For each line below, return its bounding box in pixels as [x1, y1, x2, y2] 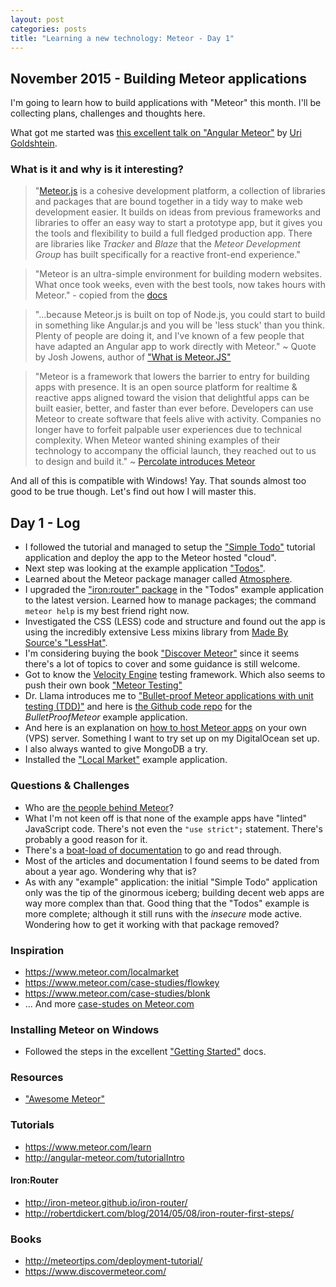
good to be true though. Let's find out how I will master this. [10, 486, 257, 498]
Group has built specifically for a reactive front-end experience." [34, 249, 301, 261]
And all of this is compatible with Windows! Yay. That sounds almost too [10, 475, 307, 487]
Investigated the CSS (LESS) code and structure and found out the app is [24, 616, 326, 628]
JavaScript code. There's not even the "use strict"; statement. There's [24, 822, 323, 835]
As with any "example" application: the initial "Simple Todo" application [24, 876, 318, 888]
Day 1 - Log [10, 514, 81, 531]
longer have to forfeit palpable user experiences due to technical [34, 424, 302, 436]
